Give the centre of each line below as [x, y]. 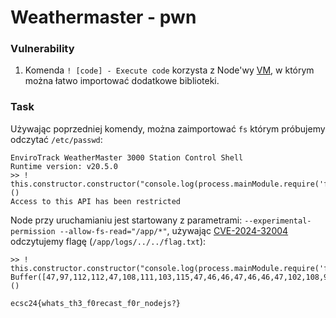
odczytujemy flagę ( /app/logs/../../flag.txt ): [108, 241]
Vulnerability [42, 49]
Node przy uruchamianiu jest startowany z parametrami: [126, 220]
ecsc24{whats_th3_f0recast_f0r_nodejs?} [96, 303]
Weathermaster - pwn [103, 17]
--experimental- [278, 221]
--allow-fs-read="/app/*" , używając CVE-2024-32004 [174, 230]
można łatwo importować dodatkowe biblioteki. [122, 81]
